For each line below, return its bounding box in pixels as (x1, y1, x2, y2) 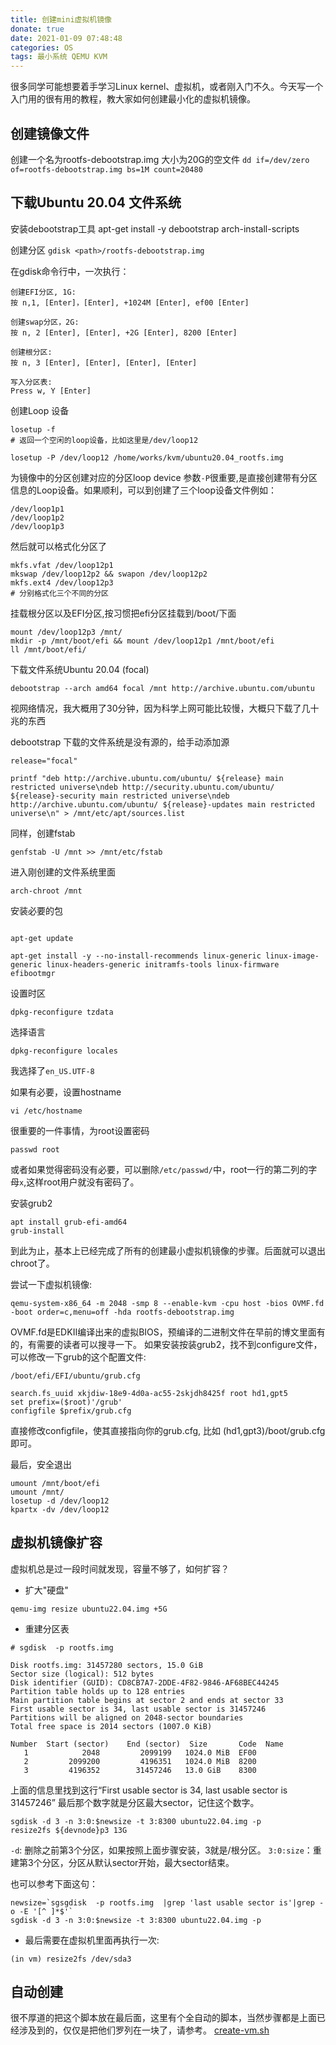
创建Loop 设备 (10, 404, 70, 416)
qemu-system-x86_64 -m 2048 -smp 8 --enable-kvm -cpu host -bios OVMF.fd (10, 1298, 325, 1308)
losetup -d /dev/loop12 (10, 1496, 110, 1506)
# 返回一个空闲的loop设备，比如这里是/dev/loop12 (10, 435, 199, 445)
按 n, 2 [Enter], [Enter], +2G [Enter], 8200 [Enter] (10, 327, 238, 338)
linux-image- (265, 951, 320, 961)
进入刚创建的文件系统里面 (10, 866, 116, 878)
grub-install (10, 1226, 65, 1236)
